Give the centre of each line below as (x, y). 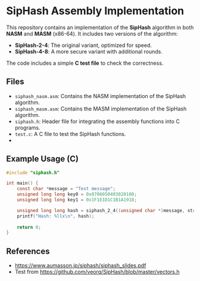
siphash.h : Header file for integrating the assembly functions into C (97, 121)
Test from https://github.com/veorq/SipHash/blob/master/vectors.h (97, 272)
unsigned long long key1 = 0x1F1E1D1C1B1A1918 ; (77, 200)
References (28, 251)
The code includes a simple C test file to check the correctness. (85, 63)
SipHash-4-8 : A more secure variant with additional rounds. (88, 51)
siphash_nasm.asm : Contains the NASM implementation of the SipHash (100, 96)
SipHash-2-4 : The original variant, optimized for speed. (83, 45)
